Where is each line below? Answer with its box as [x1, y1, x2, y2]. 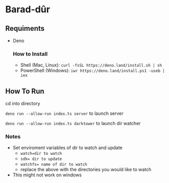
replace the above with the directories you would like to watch [20, 167, 152, 173]
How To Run [5, 87, 45, 95]
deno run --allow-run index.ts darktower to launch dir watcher [5, 120, 141, 127]
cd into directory [5, 100, 40, 107]
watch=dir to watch [20, 151, 62, 156]
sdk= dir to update [20, 156, 62, 162]
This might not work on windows [12, 172, 82, 178]
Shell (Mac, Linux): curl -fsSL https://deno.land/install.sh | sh [20, 62, 162, 68]
